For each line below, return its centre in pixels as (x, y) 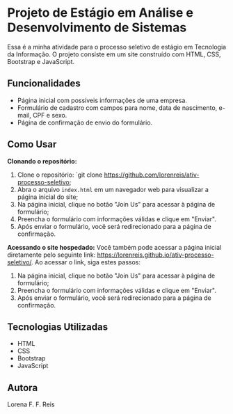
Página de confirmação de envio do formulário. (85, 122)
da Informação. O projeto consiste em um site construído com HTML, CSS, (114, 54)
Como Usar (32, 144)
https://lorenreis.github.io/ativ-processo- (155, 255)
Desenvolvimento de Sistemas (97, 27)
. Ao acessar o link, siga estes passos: (86, 262)
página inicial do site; (48, 197)
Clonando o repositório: (42, 161)
